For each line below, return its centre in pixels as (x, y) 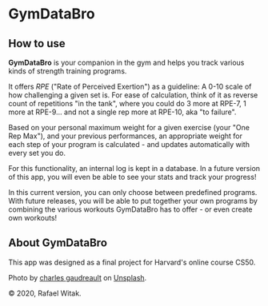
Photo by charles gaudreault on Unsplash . (78, 277)
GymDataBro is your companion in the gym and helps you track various (126, 62)
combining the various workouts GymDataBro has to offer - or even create (131, 209)
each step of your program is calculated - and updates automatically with (129, 144)
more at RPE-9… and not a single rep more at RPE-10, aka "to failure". (122, 112)
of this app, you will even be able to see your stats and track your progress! (132, 177)
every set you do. (37, 153)
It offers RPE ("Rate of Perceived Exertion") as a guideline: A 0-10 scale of (130, 86)
